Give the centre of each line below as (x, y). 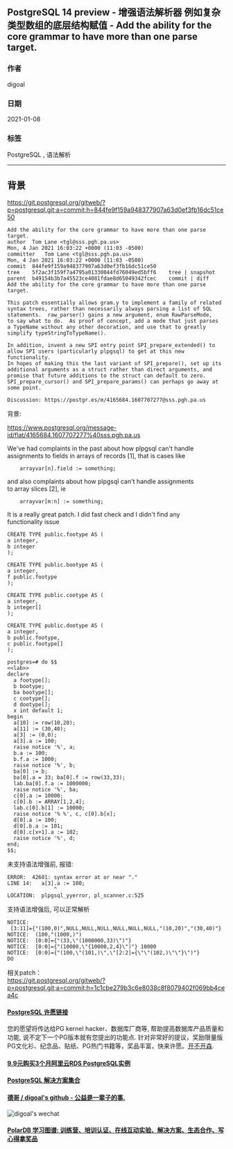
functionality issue (34, 522)
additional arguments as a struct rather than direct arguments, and (110, 370)
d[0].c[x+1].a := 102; (46, 832)
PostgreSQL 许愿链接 (38, 1012)
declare (18, 674)
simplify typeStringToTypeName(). (57, 333)
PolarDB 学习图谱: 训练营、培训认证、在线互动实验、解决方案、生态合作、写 (116, 1130)
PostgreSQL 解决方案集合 (44, 1080)
